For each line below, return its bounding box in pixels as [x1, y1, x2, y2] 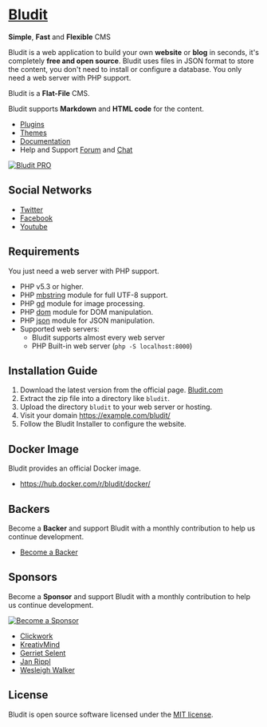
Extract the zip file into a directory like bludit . [19, 394, 170, 403]
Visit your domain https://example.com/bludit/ [19, 411, 171, 420]
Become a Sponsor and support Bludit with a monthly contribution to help [8, 591, 251, 601]
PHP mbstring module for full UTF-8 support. [19, 290, 169, 300]
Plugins [19, 119, 45, 129]
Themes [19, 128, 48, 137]
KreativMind [19, 639, 61, 649]
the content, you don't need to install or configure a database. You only [8, 64, 242, 73]
